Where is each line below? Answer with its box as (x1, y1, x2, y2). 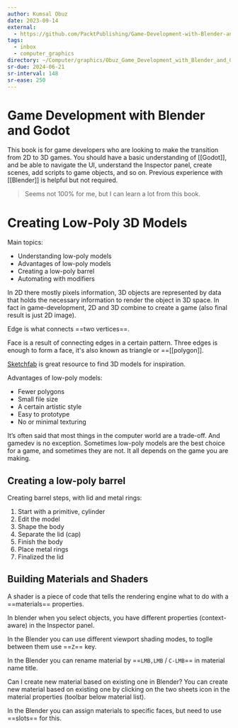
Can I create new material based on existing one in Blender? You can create (7, 677, 228, 686)
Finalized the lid (17, 552, 64, 562)
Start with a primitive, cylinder (17, 508, 106, 516)
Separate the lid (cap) (17, 530, 81, 539)
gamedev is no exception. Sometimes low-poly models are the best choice (7, 439, 225, 448)
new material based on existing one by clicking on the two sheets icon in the (7, 685, 230, 693)
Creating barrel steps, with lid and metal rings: (7, 493, 142, 502)
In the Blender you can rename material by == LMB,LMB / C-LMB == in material (7, 655, 225, 665)
